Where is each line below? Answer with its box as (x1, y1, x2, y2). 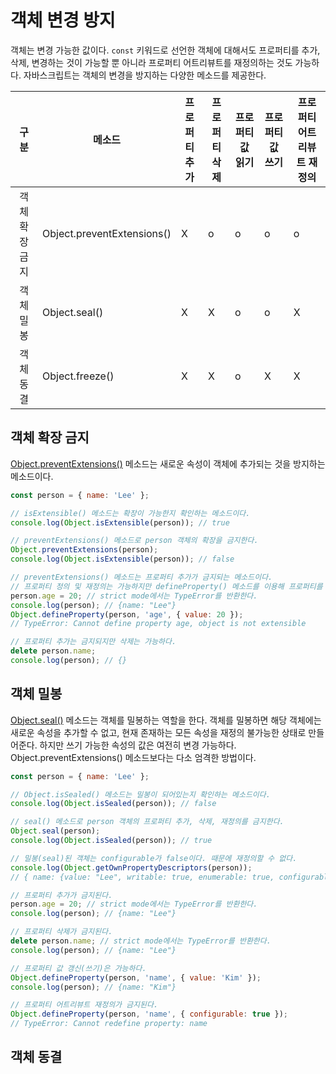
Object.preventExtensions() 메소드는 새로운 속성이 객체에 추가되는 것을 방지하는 (10, 457, 326, 470)
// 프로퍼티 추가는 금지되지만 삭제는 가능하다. (10, 637, 177, 647)
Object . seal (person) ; (10, 826, 101, 836)
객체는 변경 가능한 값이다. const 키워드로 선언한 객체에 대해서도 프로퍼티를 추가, (10, 44, 321, 56)
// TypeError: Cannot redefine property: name (10, 1019, 208, 1029)
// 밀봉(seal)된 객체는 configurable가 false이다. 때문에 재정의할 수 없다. (10, 853, 298, 863)
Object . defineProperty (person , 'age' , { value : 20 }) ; (10, 609, 244, 620)
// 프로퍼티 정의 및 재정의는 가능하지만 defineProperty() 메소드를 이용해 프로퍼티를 (10, 581, 323, 591)
